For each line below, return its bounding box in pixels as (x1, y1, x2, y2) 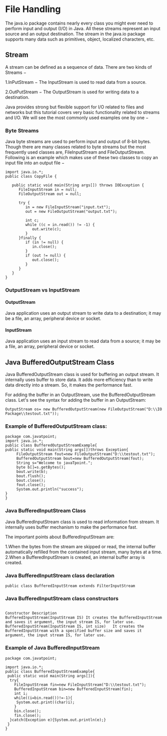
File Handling (5, 4, 61, 15)
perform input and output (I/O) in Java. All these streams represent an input (5, 25, 161, 31)
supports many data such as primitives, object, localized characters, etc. (5, 36, 155, 42)
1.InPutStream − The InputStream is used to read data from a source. (5, 79, 146, 85)
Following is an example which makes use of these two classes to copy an (5, 155, 158, 161)
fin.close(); (14, 713, 41, 718)
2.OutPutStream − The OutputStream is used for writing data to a (5, 89, 139, 95)
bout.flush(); (16, 473, 46, 479)
